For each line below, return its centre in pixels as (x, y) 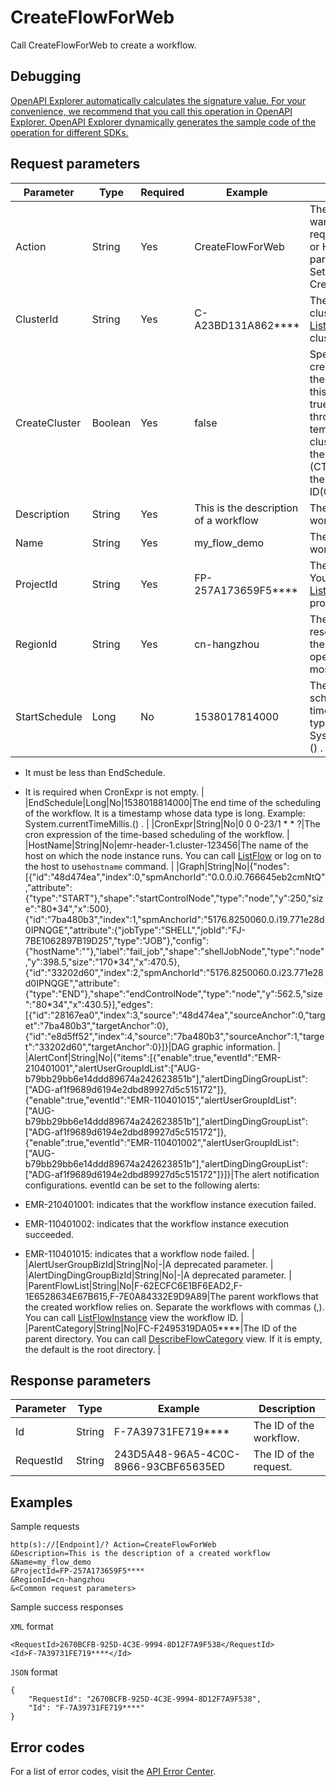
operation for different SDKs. (69, 132)
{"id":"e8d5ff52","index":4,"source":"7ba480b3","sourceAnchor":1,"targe (174, 1036)
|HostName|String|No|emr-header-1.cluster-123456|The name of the (166, 845)
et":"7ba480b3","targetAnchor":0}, (96, 1025)
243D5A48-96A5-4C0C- (177, 1454)
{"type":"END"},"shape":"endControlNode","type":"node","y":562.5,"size (173, 993)
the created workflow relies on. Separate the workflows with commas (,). (174, 1307)
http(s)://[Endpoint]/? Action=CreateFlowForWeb (113, 1545)
